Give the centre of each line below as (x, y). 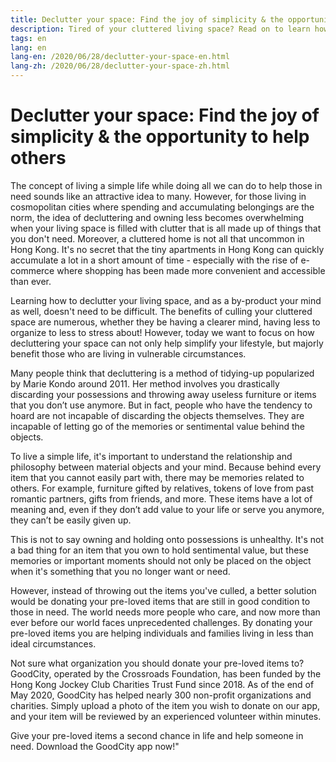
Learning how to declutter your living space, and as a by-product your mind (166, 300)
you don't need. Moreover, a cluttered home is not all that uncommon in (157, 238)
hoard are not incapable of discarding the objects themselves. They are (157, 415)
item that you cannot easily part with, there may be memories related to (157, 477)
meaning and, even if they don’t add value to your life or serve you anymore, (167, 509)
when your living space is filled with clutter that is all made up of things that (166, 228)
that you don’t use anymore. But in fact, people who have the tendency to (161, 405)
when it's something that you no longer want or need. (120, 571)
